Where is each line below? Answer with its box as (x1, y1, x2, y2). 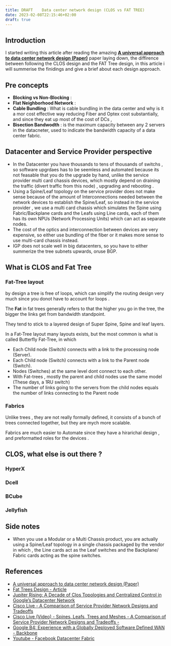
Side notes (5, 522, 40, 531)
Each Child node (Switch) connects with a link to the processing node (12, 346, 159, 352)
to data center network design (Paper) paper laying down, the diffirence (5, 55, 159, 62)
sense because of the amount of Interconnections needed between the (12, 193, 163, 200)
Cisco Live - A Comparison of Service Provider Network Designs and (12, 602, 158, 609)
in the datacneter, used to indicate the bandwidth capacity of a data (12, 127, 156, 133)
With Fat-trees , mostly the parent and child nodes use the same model (12, 373, 162, 379)
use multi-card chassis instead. (12, 237, 79, 244)
